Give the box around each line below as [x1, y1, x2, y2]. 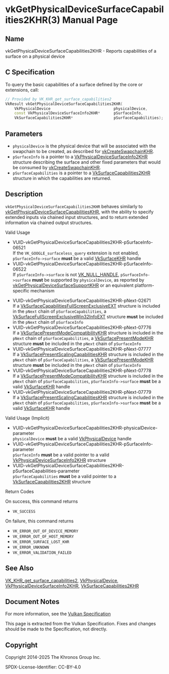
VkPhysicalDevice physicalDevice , [14, 106, 148, 111]
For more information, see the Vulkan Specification [5, 611, 111, 617]
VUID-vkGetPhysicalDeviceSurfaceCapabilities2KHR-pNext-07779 [12, 389, 151, 395]
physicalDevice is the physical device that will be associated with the [12, 143, 156, 149]
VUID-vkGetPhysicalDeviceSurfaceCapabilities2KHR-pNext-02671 [12, 297, 151, 304]
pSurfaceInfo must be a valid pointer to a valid [12, 452, 109, 458]
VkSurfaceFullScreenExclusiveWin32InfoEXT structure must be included [12, 313, 164, 320]
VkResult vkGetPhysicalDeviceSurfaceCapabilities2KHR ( [5, 101, 123, 106]
